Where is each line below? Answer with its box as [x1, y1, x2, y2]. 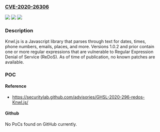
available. [5, 59, 24, 65]
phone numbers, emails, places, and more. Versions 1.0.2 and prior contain [5, 43, 155, 49]
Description [5, 27, 33, 34]
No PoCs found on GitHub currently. [5, 121, 77, 127]
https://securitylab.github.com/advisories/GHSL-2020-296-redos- [12, 94, 145, 100]
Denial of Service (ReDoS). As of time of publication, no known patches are [5, 54, 155, 59]
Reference [5, 83, 27, 89]
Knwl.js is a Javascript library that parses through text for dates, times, [5, 38, 146, 44]
